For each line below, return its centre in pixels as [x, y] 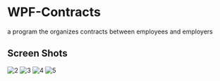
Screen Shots [38, 53]
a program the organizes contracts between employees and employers [110, 31]
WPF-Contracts [54, 12]
